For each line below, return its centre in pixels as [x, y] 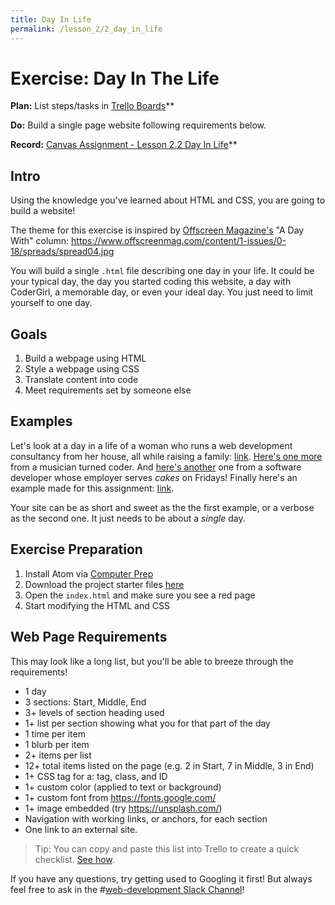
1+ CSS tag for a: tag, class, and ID [96, 776]
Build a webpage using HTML [85, 358]
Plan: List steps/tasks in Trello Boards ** [92, 106]
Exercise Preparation [76, 549]
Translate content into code [81, 380]
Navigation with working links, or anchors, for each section [146, 818]
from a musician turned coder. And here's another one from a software [156, 467]
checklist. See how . [74, 859]
